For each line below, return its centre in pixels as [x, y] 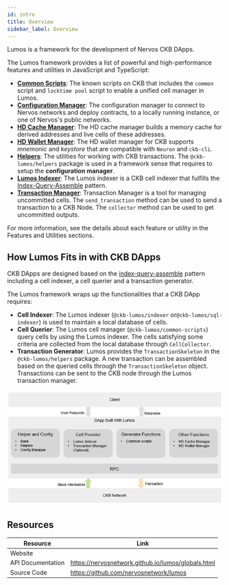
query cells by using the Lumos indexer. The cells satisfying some [110, 337]
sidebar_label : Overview [43, 29]
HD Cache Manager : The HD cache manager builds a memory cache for [119, 127]
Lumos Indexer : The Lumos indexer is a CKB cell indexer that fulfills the [118, 178]
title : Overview [30, 22]
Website [22, 553]
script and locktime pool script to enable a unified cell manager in [110, 91]
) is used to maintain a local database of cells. [103, 322]
